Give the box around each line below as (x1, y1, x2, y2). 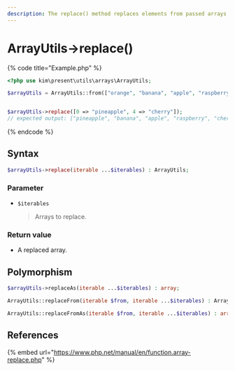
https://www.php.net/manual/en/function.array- (53, 348, 191, 356)
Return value (7, 230, 52, 239)
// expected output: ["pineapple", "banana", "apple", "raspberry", (7, 115, 211, 122)
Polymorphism (7, 266, 73, 278)
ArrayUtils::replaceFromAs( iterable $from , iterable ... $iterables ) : (7, 309, 218, 317)
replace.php (7, 355, 42, 364)
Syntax (7, 148, 39, 160)
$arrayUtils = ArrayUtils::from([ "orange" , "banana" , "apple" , (7, 90, 196, 97)
